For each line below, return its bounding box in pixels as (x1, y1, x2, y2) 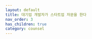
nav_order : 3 (5, 17, 33, 22)
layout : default (5, 7, 40, 13)
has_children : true (5, 21, 47, 27)
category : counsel (5, 26, 44, 31)
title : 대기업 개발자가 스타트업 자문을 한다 (5, 12, 87, 17)
